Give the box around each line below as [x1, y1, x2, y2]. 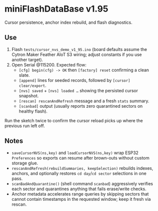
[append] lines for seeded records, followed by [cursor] [18, 77, 130, 83]
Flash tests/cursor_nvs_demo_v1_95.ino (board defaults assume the [11, 46, 147, 52]
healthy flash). [18, 108, 48, 114]
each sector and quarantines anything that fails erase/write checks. [11, 186, 146, 192]
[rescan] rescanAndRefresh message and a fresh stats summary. [18, 98, 150, 104]
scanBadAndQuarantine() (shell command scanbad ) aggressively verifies [11, 180, 153, 186]
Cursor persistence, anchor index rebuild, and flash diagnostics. [4, 19, 133, 25]
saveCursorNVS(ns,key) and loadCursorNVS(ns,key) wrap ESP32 [11, 149, 139, 156]
